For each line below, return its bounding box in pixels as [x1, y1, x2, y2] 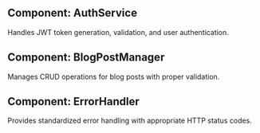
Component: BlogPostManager [7, 51, 165, 65]
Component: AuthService [7, 6, 137, 20]
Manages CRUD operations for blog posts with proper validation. [7, 72, 220, 81]
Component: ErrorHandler [7, 95, 140, 108]
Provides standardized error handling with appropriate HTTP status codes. [7, 115, 252, 126]
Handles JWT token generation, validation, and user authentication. [7, 27, 229, 37]
